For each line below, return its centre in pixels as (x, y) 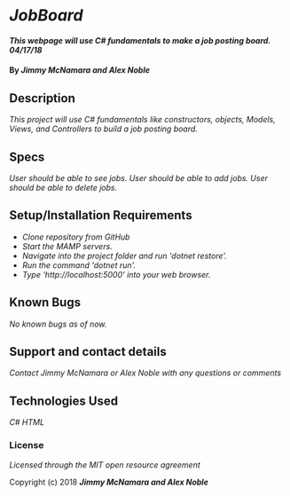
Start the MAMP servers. (67, 246)
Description (42, 98)
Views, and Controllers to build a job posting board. (103, 129)
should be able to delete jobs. (63, 188)
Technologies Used (63, 401)
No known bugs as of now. (58, 324)
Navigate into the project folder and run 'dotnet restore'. (125, 256)
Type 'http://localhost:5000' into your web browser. (116, 274)
